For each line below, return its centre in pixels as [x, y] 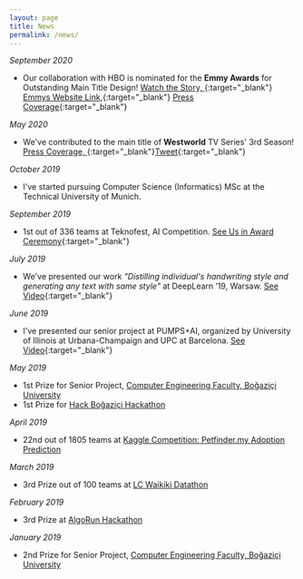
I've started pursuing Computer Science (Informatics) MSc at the [143, 187]
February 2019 [37, 502]
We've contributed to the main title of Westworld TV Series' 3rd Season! [158, 142]
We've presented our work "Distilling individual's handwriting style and [155, 277]
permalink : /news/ [44, 34]
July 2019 [28, 259]
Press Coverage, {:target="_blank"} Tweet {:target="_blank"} [134, 152]
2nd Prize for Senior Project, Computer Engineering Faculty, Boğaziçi [151, 555]
